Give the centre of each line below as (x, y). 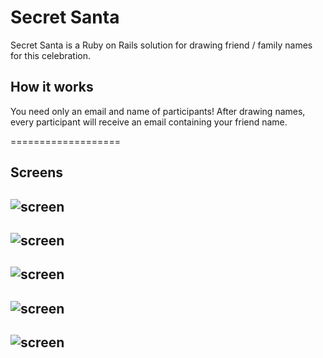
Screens (36, 172)
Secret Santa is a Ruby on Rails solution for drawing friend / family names (161, 45)
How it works (52, 87)
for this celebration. (51, 55)
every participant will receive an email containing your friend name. (149, 122)
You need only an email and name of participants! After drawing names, (158, 111)
